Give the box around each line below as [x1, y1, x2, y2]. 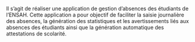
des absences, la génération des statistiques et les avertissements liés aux [6, 18, 189, 24]
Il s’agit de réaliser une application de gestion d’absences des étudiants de [6, 5, 189, 12]
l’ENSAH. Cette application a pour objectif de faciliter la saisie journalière [6, 11, 184, 18]
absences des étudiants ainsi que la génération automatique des [6, 24, 165, 31]
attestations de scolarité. [6, 30, 67, 37]
